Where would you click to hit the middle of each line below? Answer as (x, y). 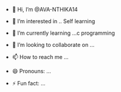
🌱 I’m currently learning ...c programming (64, 33)
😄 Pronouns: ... (32, 71)
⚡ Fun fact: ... (29, 83)
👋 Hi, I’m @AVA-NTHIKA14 (45, 9)
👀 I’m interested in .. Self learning (54, 21)
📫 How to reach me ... (40, 57)
